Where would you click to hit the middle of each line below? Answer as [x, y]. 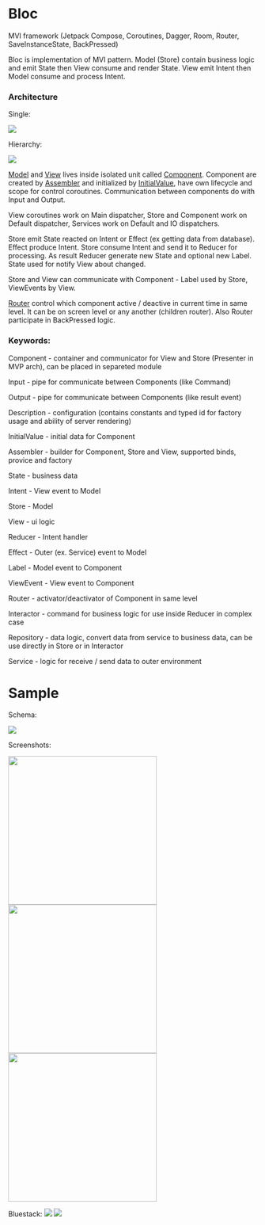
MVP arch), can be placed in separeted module [85, 366]
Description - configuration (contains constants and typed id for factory [125, 412]
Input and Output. [37, 200]
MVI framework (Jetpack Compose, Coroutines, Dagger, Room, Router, [124, 36]
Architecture [33, 97]
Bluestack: [25, 1214]
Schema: [23, 715]
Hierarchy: [25, 144]
